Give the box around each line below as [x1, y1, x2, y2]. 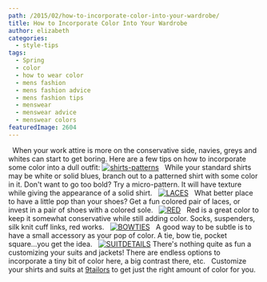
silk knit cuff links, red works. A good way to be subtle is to [8, 222, 252, 232]
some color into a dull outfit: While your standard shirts [8, 162, 252, 172]
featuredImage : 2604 [8, 123, 78, 131]
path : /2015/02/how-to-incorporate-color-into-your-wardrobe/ [8, 11, 220, 20]
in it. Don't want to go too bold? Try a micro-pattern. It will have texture [8, 179, 242, 189]
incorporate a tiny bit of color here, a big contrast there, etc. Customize [8, 256, 247, 265]
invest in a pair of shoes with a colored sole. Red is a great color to [8, 205, 260, 215]
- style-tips [15, 42, 59, 50]
